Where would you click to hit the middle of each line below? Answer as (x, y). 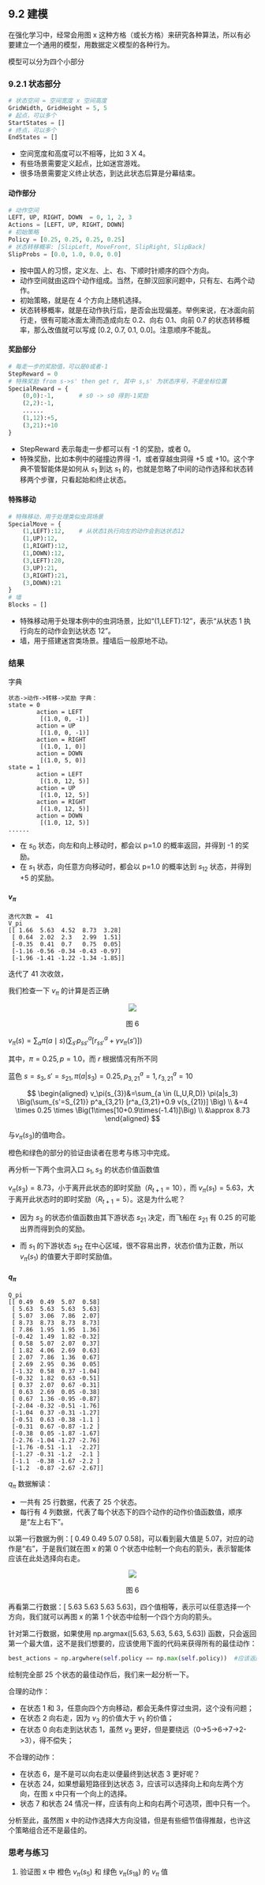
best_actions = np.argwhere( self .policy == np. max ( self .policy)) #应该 (129, 1658)
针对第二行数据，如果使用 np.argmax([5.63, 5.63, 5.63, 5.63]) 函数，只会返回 (132, 1633)
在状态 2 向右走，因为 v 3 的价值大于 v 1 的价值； (97, 1719)
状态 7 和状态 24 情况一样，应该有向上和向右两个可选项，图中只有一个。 (137, 1804)
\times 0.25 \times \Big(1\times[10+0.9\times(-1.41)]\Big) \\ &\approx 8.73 (132, 1110)
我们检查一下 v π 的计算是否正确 (59, 991)
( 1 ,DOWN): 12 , (44, 553)
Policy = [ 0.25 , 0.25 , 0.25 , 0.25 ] (67, 240)
